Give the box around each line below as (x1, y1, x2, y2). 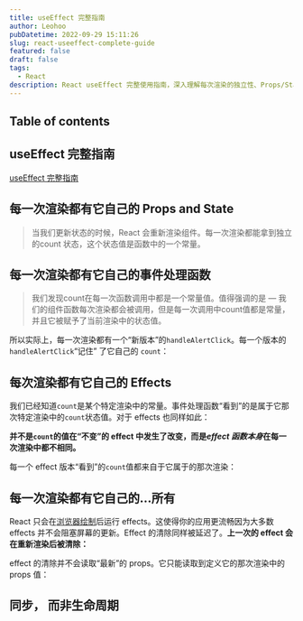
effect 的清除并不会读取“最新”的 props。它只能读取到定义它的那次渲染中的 (9, 558, 286, 569)
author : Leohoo (9, 22, 67, 31)
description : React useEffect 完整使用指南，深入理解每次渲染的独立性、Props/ (9, 80, 286, 89)
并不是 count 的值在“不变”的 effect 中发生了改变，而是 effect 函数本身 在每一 (9, 431, 287, 442)
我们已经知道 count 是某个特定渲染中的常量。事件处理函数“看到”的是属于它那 (9, 401, 290, 412)
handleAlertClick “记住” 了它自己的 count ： (9, 346, 170, 357)
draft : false (9, 55, 59, 64)
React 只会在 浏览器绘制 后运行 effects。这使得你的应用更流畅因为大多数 (9, 516, 274, 527)
